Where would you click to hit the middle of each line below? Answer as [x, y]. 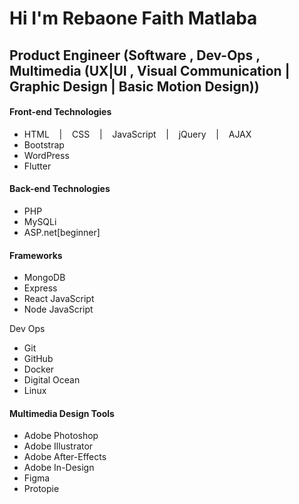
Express [40, 288]
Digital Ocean [52, 380]
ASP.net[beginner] [62, 232]
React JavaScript [59, 299]
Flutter [37, 166]
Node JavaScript [58, 309]
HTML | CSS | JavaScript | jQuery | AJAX [137, 134]
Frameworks [36, 255]
